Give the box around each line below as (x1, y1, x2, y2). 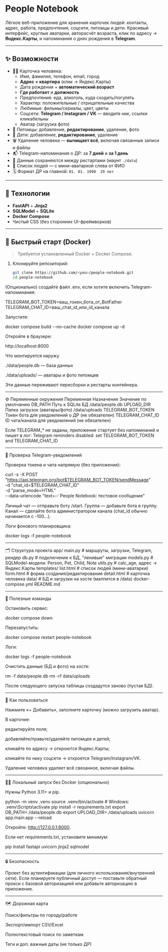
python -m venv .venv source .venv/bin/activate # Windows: (5, 798, 129, 805)
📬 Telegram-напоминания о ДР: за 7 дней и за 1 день (12, 150, 128, 156)
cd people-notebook (12, 275, 53, 280)
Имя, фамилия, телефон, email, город (19, 73, 100, 79)
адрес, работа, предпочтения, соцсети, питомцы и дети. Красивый (5, 24, 149, 30)
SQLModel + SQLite (12, 208, 54, 214)
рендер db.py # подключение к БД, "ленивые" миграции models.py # (5, 554, 153, 560)
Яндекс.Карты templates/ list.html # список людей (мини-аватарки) (5, 565, 148, 571)
